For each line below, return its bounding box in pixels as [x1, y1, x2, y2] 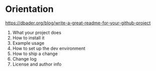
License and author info [12, 61, 62, 67]
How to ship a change [12, 51, 58, 57]
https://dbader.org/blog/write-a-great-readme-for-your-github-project [5, 20, 151, 26]
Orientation [5, 3, 54, 15]
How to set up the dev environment [12, 45, 86, 51]
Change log [12, 56, 37, 62]
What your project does [12, 29, 62, 35]
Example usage [12, 40, 45, 46]
